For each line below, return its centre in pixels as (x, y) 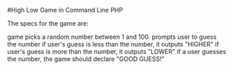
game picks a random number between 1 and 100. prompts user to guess (112, 37)
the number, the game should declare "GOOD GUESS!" (86, 59)
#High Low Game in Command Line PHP (65, 10)
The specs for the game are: (48, 23)
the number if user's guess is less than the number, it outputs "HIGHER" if (113, 44)
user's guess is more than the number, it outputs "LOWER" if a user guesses (117, 52)
